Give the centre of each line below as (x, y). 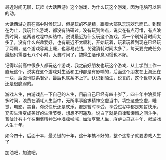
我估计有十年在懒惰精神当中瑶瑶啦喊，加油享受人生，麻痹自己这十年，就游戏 (83, 119)
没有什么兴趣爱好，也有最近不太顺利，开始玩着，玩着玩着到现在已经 (87, 42)
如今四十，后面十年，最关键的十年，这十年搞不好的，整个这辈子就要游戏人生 (83, 136)
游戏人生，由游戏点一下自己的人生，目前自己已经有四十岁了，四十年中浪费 (81, 94)
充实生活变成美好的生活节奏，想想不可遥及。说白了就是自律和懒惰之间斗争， (83, 113)
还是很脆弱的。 (20, 84)
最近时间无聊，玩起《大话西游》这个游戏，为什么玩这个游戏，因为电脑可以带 (83, 7)
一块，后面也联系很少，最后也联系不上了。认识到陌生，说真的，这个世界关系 (83, 78)
